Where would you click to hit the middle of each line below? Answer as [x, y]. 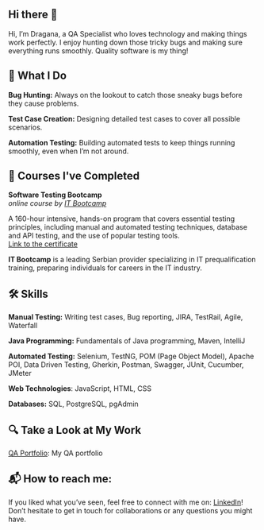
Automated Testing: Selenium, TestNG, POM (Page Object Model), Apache [131, 356]
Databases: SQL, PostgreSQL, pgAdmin [73, 404]
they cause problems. [44, 103]
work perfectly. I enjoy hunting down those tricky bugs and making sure [126, 42]
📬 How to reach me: [60, 479]
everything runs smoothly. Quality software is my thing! [98, 50]
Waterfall [23, 326]
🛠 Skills [29, 294]
